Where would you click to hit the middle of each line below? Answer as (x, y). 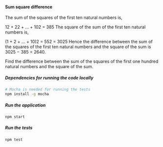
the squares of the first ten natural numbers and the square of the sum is (78, 47)
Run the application (25, 105)
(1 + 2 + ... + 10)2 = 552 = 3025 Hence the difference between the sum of (79, 42)
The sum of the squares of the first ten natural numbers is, (64, 18)
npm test (14, 139)
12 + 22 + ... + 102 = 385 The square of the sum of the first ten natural (75, 27)
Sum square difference (29, 7)
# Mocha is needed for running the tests (48, 90)
